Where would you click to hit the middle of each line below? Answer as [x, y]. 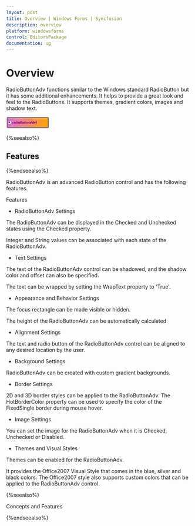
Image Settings [33, 419]
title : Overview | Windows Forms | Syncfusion [64, 19]
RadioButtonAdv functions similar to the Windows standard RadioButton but [97, 89]
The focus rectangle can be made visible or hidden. [68, 309]
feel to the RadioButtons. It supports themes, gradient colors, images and [95, 102]
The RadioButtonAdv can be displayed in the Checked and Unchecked [91, 222]
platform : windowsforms [35, 31]
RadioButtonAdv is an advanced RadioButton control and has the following [96, 182]
